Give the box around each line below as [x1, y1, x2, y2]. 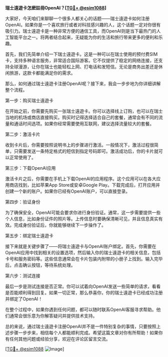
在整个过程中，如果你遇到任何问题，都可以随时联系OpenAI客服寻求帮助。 [5, 306, 156, 312]
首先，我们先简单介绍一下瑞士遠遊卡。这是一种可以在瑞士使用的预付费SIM [5, 51, 158, 57]
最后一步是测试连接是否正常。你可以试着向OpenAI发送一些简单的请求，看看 [5, 283, 161, 289]
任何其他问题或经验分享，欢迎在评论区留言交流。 [9, 336, 110, 342]
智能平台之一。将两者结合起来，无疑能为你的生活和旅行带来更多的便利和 [9, 35, 158, 40]
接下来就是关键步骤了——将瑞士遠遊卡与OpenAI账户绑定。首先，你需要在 [5, 243, 156, 249]
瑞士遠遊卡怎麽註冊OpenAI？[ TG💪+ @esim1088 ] [5, 5, 106, 11]
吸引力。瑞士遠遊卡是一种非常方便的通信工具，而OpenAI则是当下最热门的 [5, 28, 156, 34]
